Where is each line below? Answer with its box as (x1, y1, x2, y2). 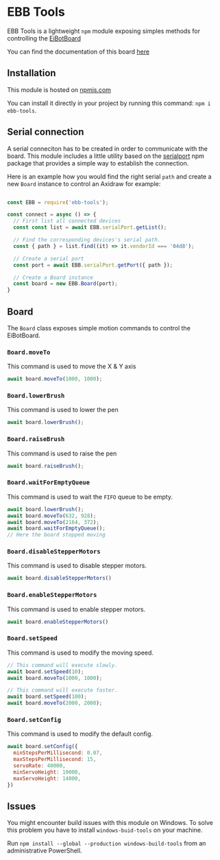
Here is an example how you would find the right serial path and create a (7, 172, 212, 181)
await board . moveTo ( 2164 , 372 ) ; (7, 519, 99, 525)
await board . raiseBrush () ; (7, 462, 84, 469)
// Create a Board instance (13, 274, 94, 281)
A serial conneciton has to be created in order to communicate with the (7, 144, 208, 152)
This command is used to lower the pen (7, 406, 119, 414)
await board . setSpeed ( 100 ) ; (7, 693, 88, 701)
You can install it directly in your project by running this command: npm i (7, 99, 211, 107)
